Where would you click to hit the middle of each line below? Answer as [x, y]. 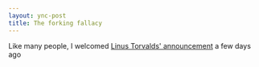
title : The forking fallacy [55, 23]
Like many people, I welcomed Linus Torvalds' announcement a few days [130, 45]
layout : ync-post [37, 16]
